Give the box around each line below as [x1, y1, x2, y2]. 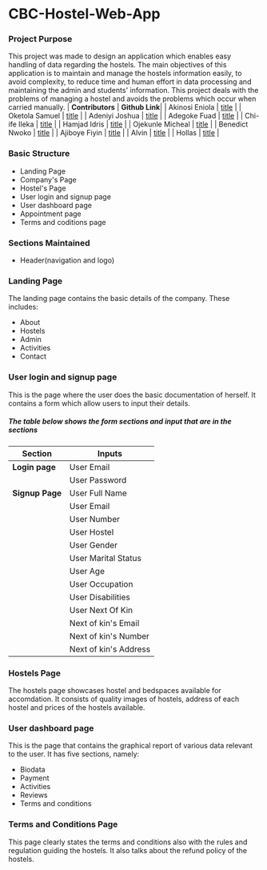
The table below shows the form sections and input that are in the [8, 417, 232, 427]
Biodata [19, 765, 46, 775]
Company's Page [19, 174, 78, 184]
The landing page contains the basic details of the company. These [8, 294, 230, 303]
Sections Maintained [8, 237, 90, 248]
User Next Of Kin [69, 604, 133, 615]
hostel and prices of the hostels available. [8, 702, 145, 712]
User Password [69, 474, 127, 485]
